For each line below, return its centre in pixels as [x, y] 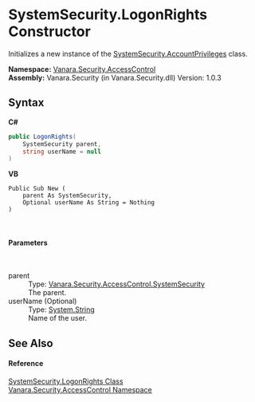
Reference [26, 364]
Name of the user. [58, 318]
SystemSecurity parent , [62, 144]
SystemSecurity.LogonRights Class [66, 381]
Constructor [50, 32]
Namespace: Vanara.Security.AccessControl [82, 69]
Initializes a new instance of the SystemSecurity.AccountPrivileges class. [128, 53]
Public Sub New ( [37, 189]
